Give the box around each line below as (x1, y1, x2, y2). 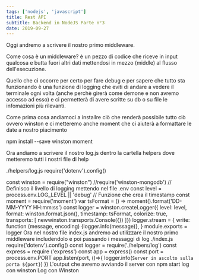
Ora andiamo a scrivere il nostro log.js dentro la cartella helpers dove (6, 149, 175, 157)
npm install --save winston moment (6, 138, 93, 145)
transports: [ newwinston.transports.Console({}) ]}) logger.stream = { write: (6, 217, 190, 224)
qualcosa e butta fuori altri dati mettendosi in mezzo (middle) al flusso (6, 59, 177, 66)
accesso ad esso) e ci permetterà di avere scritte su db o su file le (6, 96, 168, 103)
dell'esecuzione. (6, 66, 46, 73)
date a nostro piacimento (6, 126, 67, 133)
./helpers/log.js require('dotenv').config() (6, 167, 107, 174)
